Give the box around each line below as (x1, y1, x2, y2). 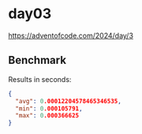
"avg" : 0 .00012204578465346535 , (15, 97, 122, 105)
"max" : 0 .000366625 (15, 112, 80, 120)
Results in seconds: (8, 74, 72, 84)
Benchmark (8, 54, 67, 67)
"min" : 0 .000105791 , (15, 104, 83, 113)
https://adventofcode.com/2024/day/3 (8, 31, 134, 40)
